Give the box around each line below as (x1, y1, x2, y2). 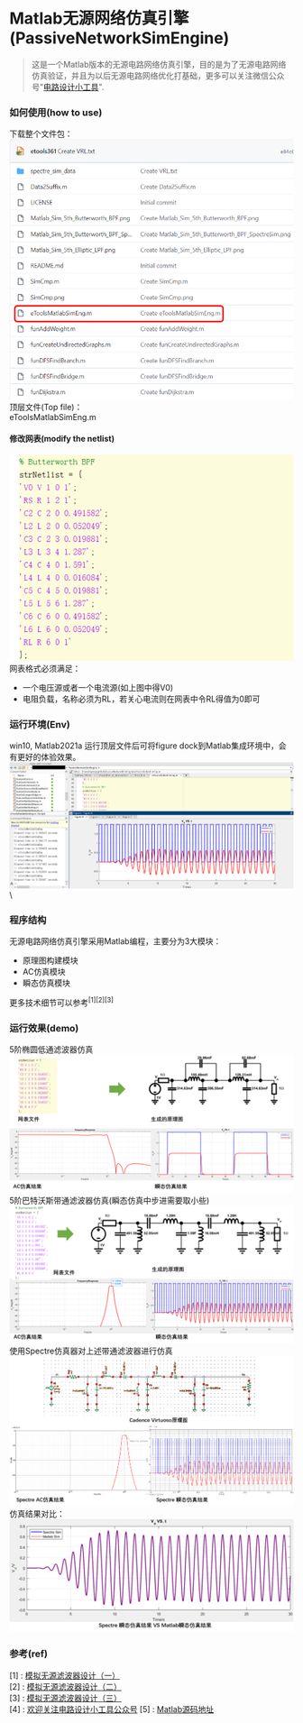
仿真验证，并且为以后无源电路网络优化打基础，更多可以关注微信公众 (31, 69, 285, 81)
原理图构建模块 (22, 955, 78, 966)
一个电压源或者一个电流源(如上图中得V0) (22, 682, 174, 692)
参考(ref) (9, 1647, 48, 1660)
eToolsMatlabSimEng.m (9, 411, 96, 422)
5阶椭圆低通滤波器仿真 (9, 1044, 94, 1055)
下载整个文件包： (9, 128, 73, 140)
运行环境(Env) (9, 718, 70, 730)
